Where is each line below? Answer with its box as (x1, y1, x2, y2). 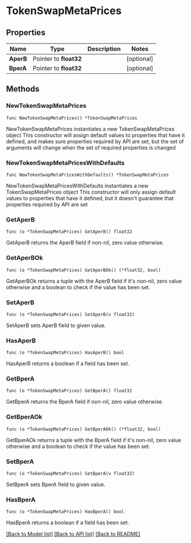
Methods (6, 84, 40, 94)
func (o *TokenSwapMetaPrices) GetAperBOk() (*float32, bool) (6, 267, 161, 273)
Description (87, 45, 121, 53)
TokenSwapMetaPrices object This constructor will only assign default (6, 188, 176, 195)
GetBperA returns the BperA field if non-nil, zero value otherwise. (6, 398, 163, 405)
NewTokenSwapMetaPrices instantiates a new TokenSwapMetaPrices (6, 125, 175, 133)
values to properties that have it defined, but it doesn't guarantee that (6, 195, 174, 202)
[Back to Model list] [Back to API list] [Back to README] (6, 531, 141, 538)
